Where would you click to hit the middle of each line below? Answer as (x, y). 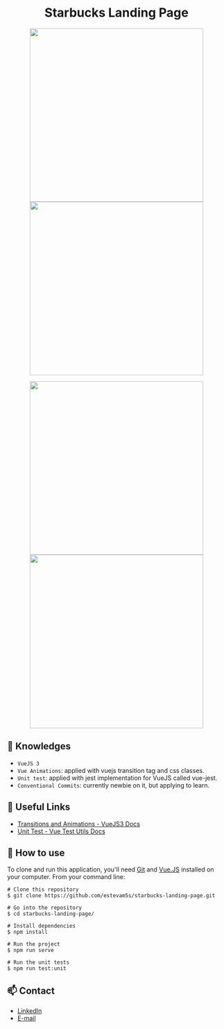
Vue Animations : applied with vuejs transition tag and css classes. (111, 770)
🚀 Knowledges (39, 746)
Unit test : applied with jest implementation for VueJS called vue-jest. (117, 778)
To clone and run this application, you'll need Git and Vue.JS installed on (111, 869)
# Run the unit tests (38, 962)
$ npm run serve (31, 951)
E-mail (26, 1019)
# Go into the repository (44, 908)
